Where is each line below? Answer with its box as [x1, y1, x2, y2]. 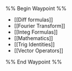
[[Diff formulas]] [13, 16, 53, 23]
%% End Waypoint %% [5, 58, 62, 65]
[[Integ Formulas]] [13, 29, 58, 35]
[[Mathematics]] [13, 35, 53, 41]
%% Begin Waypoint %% [5, 5, 67, 12]
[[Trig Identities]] [13, 41, 55, 48]
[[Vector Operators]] [13, 47, 64, 54]
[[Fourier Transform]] [13, 23, 66, 29]
